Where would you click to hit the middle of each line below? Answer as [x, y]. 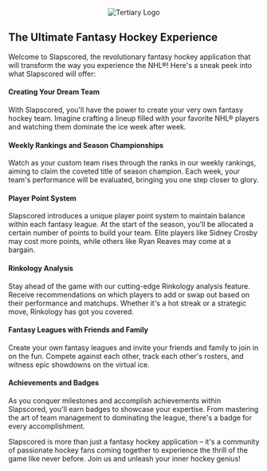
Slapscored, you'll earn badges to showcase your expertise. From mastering [133, 409]
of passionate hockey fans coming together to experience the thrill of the [128, 450]
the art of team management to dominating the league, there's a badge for [130, 418]
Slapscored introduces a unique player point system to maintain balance [127, 216]
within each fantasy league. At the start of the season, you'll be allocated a [131, 225]
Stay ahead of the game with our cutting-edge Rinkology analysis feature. [130, 286]
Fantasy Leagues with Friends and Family [79, 330]
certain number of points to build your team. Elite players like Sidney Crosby [133, 233]
